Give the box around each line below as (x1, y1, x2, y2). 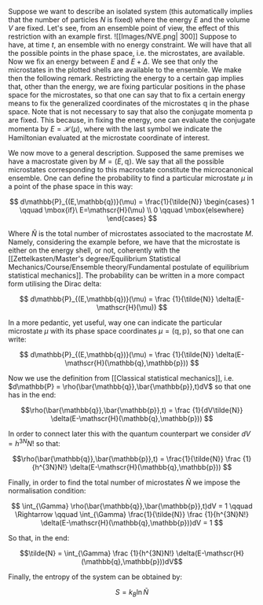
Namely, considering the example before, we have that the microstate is (8, 238, 241, 246)
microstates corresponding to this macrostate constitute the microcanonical (8, 165, 254, 174)
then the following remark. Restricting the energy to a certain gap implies (8, 74, 244, 83)
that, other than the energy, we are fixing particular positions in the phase (8, 82, 246, 91)
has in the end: (8, 390, 57, 400)
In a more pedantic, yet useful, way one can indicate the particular (8, 318, 222, 327)
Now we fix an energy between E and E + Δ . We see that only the (8, 57, 218, 66)
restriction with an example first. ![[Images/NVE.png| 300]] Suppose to (8, 31, 237, 41)
